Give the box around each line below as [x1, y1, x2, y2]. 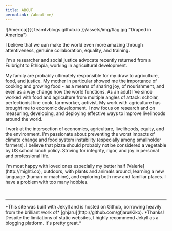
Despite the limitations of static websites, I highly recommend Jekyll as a [5, 214, 159, 220]
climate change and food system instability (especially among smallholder [5, 136, 161, 143]
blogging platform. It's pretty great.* [5, 220, 82, 226]
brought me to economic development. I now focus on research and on [5, 105, 155, 111]
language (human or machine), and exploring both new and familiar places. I [5, 173, 166, 179]
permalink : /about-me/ [5, 12, 54, 17]
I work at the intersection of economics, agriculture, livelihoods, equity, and [5, 126, 164, 132]
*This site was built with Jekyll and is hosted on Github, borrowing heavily [5, 203, 162, 210]
